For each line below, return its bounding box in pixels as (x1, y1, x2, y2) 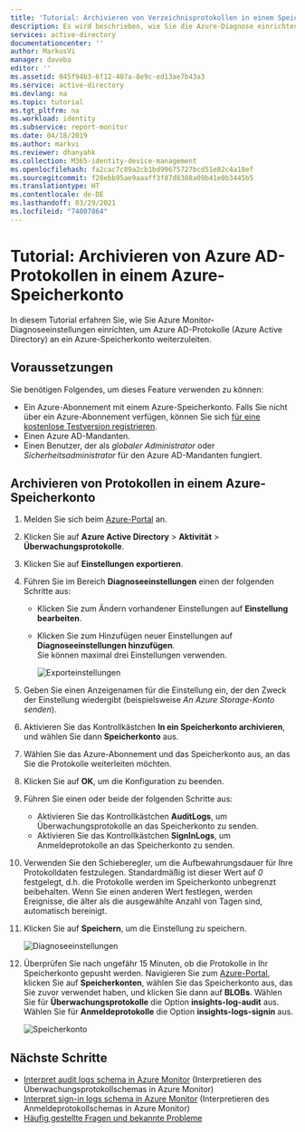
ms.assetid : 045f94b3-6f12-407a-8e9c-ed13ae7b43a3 (10, 72, 205, 82)
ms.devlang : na (10, 89, 68, 98)
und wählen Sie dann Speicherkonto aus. (23, 731, 179, 743)
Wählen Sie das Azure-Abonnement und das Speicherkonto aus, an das (23, 749, 291, 760)
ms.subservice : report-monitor (10, 123, 129, 132)
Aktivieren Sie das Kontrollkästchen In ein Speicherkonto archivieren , (23, 722, 286, 733)
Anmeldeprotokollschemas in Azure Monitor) (23, 1103, 191, 1114)
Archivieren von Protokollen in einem (10, 475, 224, 491)
